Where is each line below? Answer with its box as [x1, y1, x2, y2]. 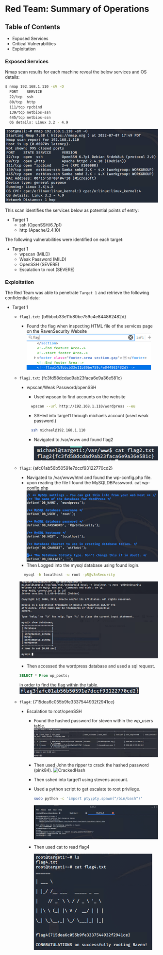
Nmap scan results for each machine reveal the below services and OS [5, 69, 147, 75]
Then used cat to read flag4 [33, 844, 90, 850]
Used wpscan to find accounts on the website [33, 394, 126, 400]
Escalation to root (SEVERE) [19, 266, 75, 273]
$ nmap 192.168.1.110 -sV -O [5, 84, 64, 89]
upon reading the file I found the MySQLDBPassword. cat [26, 480, 141, 486]
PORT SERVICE [9, 89, 42, 94]
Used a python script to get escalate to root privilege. [33, 786, 141, 792]
